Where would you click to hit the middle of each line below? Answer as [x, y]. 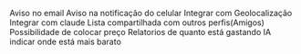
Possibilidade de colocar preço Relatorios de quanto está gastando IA [140, 32]
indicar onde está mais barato [65, 41]
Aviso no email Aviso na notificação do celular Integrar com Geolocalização [151, 13]
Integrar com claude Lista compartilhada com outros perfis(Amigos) [137, 22]
